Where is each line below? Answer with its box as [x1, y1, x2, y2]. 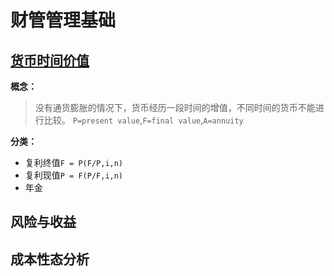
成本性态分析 [10, 251, 90, 268]
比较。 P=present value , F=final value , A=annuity [43, 114, 244, 126]
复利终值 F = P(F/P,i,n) [24, 157, 124, 168]
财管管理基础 [10, 9, 117, 32]
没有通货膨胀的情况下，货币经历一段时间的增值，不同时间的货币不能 [34, 102, 316, 113]
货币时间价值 [10, 52, 90, 69]
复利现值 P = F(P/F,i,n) [24, 169, 124, 181]
